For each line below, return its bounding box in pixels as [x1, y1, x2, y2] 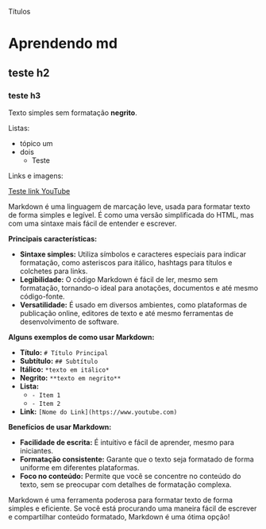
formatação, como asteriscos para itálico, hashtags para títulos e [19, 257, 233, 267]
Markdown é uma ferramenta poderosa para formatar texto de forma [8, 495, 233, 504]
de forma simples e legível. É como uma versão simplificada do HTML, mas [8, 210, 254, 219]
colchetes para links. [19, 266, 88, 276]
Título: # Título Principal [19, 347, 109, 357]
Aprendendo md [8, 35, 118, 52]
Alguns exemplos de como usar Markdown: [8, 332, 155, 342]
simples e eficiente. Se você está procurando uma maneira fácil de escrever [8, 504, 257, 513]
